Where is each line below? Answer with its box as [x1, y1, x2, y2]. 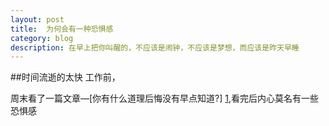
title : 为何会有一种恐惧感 [10, 24, 114, 34]
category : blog [10, 33, 74, 43]
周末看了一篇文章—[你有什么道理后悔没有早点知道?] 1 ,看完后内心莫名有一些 [10, 92, 320, 105]
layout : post [10, 14, 65, 25]
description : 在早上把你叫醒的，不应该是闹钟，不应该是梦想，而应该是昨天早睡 [10, 42, 300, 53]
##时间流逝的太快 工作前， [10, 71, 121, 83]
